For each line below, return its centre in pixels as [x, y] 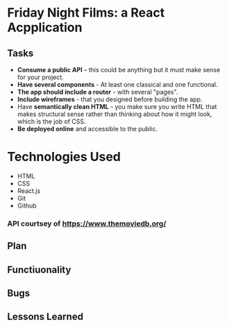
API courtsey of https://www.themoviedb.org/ [87, 224]
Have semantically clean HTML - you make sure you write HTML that [117, 107]
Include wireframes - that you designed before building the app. [110, 99]
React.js [29, 191]
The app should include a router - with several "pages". [98, 92]
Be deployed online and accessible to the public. [87, 129]
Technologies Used [64, 157]
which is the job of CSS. [51, 121]
